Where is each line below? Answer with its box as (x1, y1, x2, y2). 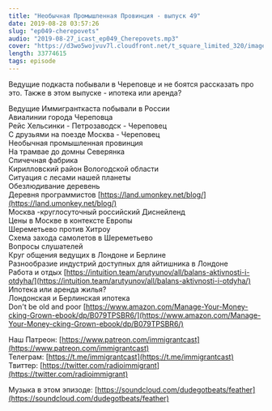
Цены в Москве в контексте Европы (8, 216, 133, 225)
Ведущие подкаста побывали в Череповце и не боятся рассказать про (8, 79, 254, 89)
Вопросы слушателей (8, 241, 83, 251)
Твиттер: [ (8, 360, 43, 370)
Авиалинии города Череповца (8, 112, 113, 122)
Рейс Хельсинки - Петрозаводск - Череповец (8, 121, 168, 131)
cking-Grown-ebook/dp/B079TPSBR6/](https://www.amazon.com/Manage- (8, 310, 261, 320)
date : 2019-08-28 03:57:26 (8, 19, 100, 28)
